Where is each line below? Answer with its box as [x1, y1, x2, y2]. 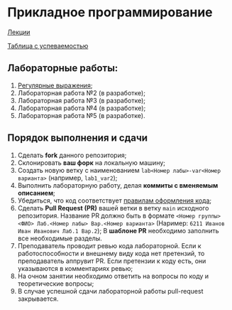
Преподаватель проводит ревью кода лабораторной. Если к [17, 241, 201, 250]
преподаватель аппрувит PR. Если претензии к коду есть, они [17, 257, 206, 265]
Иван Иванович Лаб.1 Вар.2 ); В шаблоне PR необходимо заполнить [17, 226, 219, 235]
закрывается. [17, 294, 59, 303]
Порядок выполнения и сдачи [7, 132, 148, 144]
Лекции [7, 28, 31, 36]
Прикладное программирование [7, 4, 213, 21]
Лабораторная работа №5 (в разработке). [17, 111, 145, 119]
